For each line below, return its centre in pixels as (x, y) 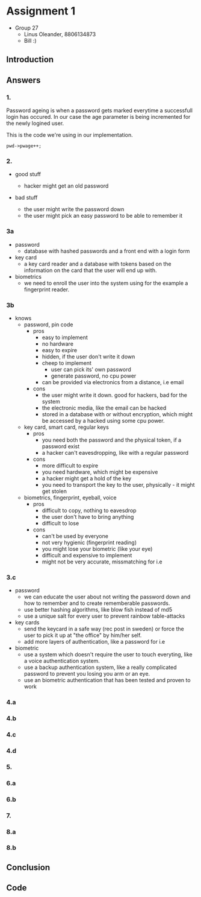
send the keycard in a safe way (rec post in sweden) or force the (104, 629)
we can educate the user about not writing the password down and (107, 597)
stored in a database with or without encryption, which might (117, 414)
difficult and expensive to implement (87, 555)
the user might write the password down (74, 209)
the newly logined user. (35, 123)
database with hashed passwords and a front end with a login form (107, 251)
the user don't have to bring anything (88, 516)
